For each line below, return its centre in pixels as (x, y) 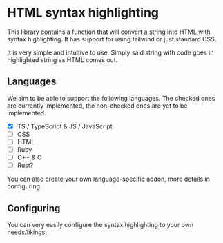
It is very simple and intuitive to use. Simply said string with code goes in (110, 52)
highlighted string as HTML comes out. (62, 59)
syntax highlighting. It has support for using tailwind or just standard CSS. (112, 39)
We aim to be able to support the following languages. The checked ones (111, 98)
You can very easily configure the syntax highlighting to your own (100, 224)
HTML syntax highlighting (83, 13)
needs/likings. (27, 232)
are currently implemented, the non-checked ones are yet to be (97, 106)
